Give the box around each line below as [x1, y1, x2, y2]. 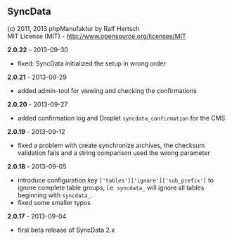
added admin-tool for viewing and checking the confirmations [17, 86, 197, 94]
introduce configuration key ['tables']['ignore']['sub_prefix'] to [17, 175, 214, 184]
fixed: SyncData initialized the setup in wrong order [17, 59, 167, 68]
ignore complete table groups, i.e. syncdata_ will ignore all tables [17, 183, 205, 192]
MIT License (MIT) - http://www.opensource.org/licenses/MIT [7, 32, 186, 40]
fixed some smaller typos [17, 198, 91, 206]
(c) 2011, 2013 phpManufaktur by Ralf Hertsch [7, 24, 140, 32]
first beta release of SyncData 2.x [17, 225, 115, 234]
